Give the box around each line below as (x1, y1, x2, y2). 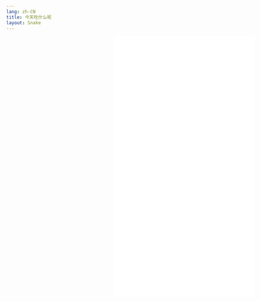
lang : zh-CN (6, 8, 36, 15)
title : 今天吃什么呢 (6, 14, 52, 20)
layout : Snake (6, 20, 42, 26)
